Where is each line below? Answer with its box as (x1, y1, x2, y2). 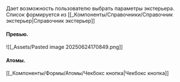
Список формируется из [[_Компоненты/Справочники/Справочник (6, 11, 173, 18)
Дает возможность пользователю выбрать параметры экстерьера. (6, 5, 175, 12)
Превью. (6, 30, 29, 37)
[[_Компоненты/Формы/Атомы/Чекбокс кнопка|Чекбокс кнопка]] (6, 70, 169, 77)
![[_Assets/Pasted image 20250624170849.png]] (6, 44, 123, 51)
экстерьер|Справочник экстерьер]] (6, 17, 95, 24)
